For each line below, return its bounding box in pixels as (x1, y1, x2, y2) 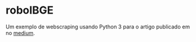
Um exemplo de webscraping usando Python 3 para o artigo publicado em (5, 23, 190, 30)
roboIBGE (5, 4, 54, 17)
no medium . (5, 29, 35, 36)
